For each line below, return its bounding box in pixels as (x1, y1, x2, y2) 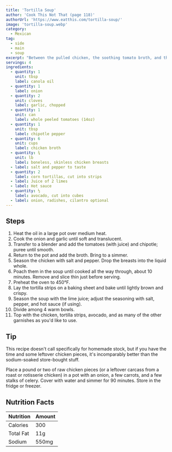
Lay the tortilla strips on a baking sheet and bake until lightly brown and (13, 285, 164, 291)
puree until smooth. (13, 247, 55, 253)
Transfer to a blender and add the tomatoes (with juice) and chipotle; (13, 241, 158, 247)
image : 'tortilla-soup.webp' (6, 21, 68, 27)
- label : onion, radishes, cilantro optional (10, 198, 109, 203)
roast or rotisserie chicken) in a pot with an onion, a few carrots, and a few (6, 372, 162, 378)
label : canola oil (15, 79, 54, 84)
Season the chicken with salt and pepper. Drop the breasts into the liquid (13, 257, 166, 264)
